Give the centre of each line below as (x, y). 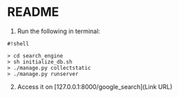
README (33, 12)
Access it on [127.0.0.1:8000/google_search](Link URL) (95, 86)
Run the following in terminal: (58, 31)
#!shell (18, 43)
